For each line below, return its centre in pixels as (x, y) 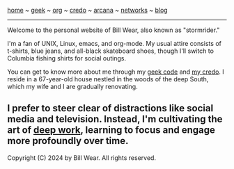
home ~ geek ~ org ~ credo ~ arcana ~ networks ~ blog (88, 10)
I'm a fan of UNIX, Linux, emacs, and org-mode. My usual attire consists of (114, 43)
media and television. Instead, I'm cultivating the (115, 119)
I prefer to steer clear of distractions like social (110, 108)
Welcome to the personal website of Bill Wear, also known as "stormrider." (114, 30)
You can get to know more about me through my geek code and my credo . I (116, 72)
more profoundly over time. (68, 141)
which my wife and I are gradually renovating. (72, 87)
